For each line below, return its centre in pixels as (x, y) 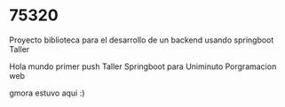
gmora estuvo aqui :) (47, 93)
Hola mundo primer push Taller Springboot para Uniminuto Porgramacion (143, 66)
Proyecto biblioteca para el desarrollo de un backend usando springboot (142, 40)
